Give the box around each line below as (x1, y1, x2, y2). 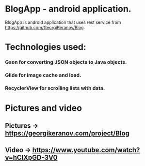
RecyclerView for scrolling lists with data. (5, 85, 105, 91)
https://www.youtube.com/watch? (32, 146, 140, 154)
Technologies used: (5, 42, 86, 53)
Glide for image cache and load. (5, 72, 81, 78)
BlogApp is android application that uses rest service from (5, 19, 121, 25)
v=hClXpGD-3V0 (5, 153, 58, 162)
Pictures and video (5, 103, 82, 114)
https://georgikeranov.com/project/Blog (5, 129, 130, 137)
